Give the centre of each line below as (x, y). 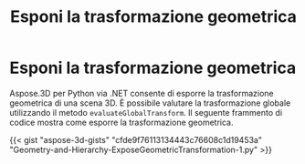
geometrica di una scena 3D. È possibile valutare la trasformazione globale (150, 103)
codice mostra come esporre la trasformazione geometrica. (121, 122)
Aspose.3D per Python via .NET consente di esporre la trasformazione (142, 93)
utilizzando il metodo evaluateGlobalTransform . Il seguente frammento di (146, 112)
